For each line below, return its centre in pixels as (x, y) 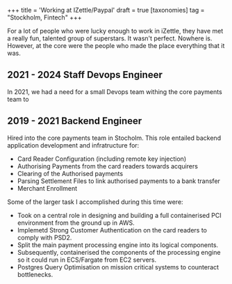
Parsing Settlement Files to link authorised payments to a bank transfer (119, 181)
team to (18, 99)
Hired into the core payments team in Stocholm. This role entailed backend (114, 138)
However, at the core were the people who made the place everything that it (116, 46)
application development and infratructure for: (73, 145)
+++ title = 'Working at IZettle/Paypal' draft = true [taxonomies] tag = (106, 10)
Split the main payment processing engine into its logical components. (118, 245)
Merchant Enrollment (47, 188)
